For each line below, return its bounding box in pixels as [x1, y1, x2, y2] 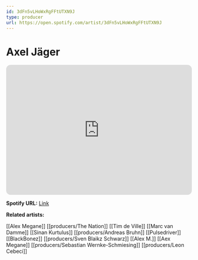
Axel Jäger [6, 45, 60, 58]
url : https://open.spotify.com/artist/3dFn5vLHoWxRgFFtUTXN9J [6, 19, 162, 25]
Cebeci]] [6, 248, 28, 255]
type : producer [6, 14, 44, 20]
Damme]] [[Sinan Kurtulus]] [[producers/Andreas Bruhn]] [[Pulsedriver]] [6, 229, 181, 236]
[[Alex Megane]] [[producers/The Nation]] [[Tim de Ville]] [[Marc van [6, 223, 174, 230]
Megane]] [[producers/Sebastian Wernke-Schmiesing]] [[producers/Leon [6, 242, 184, 249]
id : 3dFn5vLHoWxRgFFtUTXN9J [6, 8, 75, 15]
